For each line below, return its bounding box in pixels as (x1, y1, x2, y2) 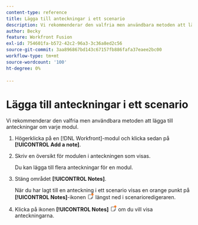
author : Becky (6, 28, 41, 34)
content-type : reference (6, 9, 67, 15)
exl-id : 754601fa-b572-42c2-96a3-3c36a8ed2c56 (6, 41, 123, 47)
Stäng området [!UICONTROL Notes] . (14, 176, 107, 183)
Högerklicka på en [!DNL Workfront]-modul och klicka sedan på (14, 135, 170, 142)
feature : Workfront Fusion (6, 34, 72, 41)
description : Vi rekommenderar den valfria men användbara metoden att (6, 22, 186, 28)
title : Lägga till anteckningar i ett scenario (6, 15, 126, 22)
